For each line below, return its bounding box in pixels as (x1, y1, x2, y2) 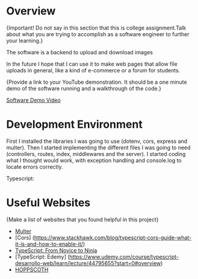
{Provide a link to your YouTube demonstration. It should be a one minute (6, 78, 188, 86)
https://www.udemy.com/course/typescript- (69, 253, 179, 260)
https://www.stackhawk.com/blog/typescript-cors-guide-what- (34, 234, 192, 241)
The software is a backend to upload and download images (6, 48, 153, 55)
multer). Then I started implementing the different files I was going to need (6, 143, 191, 151)
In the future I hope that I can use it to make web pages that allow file (6, 60, 178, 67)
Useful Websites (6, 196, 91, 210)
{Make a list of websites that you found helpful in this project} (6, 216, 159, 223)
